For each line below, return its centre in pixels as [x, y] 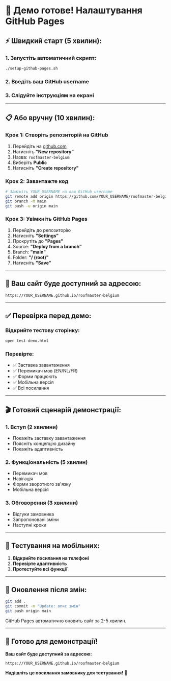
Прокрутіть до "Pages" [38, 241]
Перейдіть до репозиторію [42, 230]
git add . [16, 602]
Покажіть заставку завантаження [49, 438]
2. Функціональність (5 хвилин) [47, 462]
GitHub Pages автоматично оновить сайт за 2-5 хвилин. [66, 621]
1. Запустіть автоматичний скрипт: [51, 58]
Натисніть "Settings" [36, 236]
